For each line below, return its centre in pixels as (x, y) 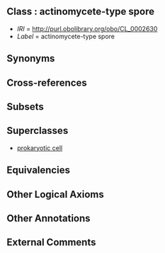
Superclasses (38, 131)
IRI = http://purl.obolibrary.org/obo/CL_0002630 (87, 28)
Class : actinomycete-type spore (81, 12)
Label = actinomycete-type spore (66, 36)
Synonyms (31, 58)
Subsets (25, 107)
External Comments (51, 243)
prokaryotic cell (40, 147)
